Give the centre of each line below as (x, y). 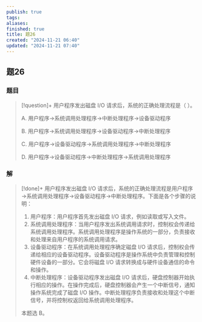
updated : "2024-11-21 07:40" (43, 46)
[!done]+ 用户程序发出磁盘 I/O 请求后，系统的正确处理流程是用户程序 (107, 188)
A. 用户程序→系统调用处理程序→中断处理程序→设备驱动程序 (96, 118)
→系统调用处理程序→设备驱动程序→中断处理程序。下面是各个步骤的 (106, 196)
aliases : (17, 23)
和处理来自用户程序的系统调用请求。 (76, 239)
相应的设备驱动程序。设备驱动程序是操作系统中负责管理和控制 (118, 254)
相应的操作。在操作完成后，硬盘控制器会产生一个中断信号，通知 (115, 285)
